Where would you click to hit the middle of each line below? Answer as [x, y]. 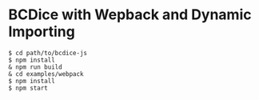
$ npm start [28, 88]
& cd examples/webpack [46, 74]
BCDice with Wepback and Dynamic [130, 15]
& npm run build [35, 67]
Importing [42, 32]
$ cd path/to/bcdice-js [48, 53]
